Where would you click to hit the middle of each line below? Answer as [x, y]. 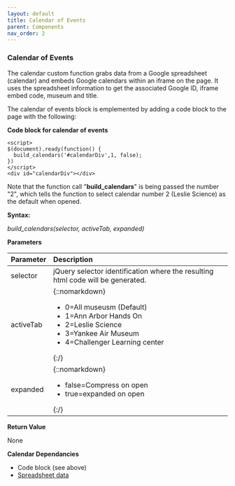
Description [73, 259]
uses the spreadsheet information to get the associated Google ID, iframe [113, 88]
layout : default [31, 14]
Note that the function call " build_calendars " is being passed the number [113, 186]
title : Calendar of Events [47, 20]
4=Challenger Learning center [115, 342]
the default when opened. [44, 201]
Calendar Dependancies [43, 454]
